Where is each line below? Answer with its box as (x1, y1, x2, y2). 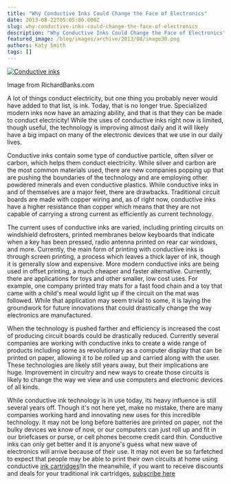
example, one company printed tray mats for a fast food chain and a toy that (7, 282, 223, 290)
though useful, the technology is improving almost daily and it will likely (7, 123, 209, 131)
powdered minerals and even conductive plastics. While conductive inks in (7, 180, 219, 189)
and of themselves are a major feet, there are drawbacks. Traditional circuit (7, 187, 220, 196)
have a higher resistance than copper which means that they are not (7, 202, 201, 211)
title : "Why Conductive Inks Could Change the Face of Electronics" (7, 10, 208, 17)
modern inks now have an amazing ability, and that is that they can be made (7, 108, 222, 117)
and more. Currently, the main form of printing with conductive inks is (7, 245, 204, 253)
